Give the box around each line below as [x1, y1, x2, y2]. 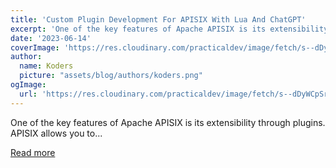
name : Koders [19, 61, 74, 71]
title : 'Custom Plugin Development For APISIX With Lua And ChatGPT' [10, 14, 307, 25]
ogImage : [10, 80, 47, 90]
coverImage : [10, 42, 60, 53]
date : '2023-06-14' [10, 33, 92, 43]
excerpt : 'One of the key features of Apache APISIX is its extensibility [10, 24, 329, 34]
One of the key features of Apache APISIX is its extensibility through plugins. [10, 116, 326, 128]
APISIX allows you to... [10, 127, 103, 139]
